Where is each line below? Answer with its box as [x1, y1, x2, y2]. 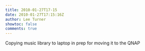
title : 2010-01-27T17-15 [5, 7, 57, 13]
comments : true [5, 26, 37, 31]
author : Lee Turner [5, 17, 46, 22]
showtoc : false [5, 21, 37, 27]
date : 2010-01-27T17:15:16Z [5, 12, 64, 17]
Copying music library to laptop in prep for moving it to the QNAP [5, 40, 140, 46]
